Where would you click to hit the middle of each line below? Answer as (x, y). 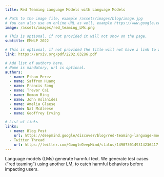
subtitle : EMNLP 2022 (27, 41)
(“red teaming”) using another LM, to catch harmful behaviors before (74, 164)
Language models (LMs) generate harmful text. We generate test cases (77, 158)
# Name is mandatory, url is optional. (46, 67)
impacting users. (22, 169)
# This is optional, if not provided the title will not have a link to (81, 50)
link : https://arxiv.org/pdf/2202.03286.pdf (51, 54)
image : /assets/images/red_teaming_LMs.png (50, 27)
